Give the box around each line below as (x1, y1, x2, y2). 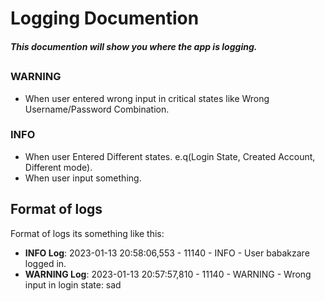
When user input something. (24, 172, 142, 184)
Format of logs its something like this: (10, 227, 165, 239)
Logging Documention (10, 7, 200, 30)
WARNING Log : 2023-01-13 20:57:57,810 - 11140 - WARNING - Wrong (24, 268, 312, 280)
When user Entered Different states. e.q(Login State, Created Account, (24, 150, 316, 162)
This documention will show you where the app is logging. (10, 40, 258, 52)
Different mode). (24, 161, 93, 173)
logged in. (24, 257, 67, 269)
